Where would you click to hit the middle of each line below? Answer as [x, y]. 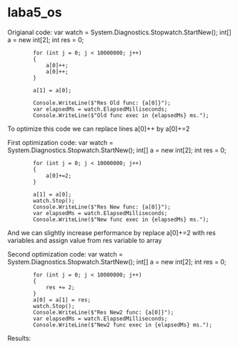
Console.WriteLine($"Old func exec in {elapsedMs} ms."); [121, 115]
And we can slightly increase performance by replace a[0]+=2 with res [111, 232]
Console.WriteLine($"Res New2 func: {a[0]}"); [104, 312]
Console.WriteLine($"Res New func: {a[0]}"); [102, 207]
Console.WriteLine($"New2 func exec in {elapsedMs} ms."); [123, 325]
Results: [19, 338]
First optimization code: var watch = [60, 142]
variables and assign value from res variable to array [85, 240]
